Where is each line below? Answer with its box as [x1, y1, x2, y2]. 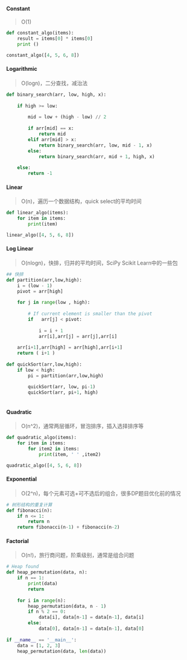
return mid [38, 131, 66, 137]
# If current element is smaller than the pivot [28, 311, 153, 317]
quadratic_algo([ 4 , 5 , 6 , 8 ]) [6, 462, 83, 469]
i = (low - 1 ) [17, 282, 52, 289]
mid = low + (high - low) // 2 [28, 114, 107, 120]
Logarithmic [6, 65, 37, 73]
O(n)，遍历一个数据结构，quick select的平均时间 [21, 197, 142, 205]
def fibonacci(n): [6, 507, 52, 513]
